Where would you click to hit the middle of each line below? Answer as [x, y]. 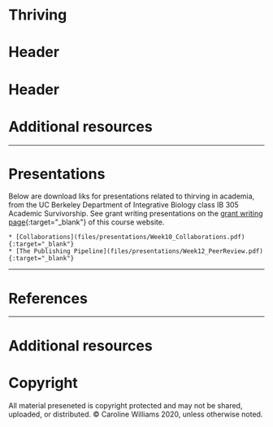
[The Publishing [43, 251]
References [48, 298]
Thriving [38, 15]
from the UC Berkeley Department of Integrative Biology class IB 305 [124, 205]
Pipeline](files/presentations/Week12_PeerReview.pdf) [169, 251]
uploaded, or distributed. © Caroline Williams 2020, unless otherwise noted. [136, 414]
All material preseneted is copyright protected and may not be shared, [126, 405]
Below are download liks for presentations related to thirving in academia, [132, 196]
